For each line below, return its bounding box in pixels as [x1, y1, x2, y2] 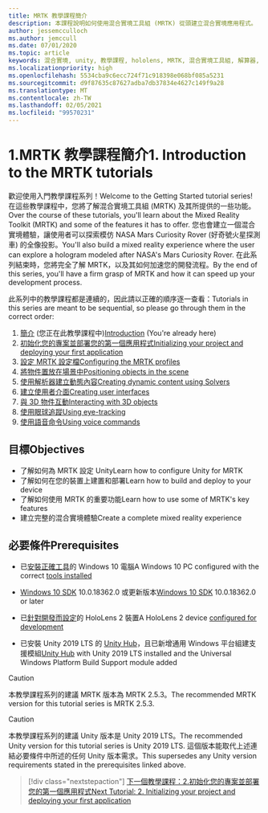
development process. [8, 277, 83, 287]
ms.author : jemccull [8, 34, 78, 43]
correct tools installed [19, 570, 92, 580]
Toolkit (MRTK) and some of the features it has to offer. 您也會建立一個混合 [8, 219, 256, 229]
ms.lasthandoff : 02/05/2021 [8, 101, 103, 109]
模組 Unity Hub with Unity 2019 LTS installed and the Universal [26, 648, 232, 658]
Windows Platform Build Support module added [19, 657, 178, 667]
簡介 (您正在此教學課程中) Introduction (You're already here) [19, 328, 217, 337]
